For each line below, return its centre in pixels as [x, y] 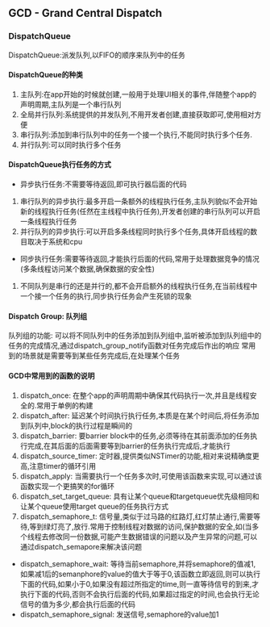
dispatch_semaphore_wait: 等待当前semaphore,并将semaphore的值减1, [138, 563]
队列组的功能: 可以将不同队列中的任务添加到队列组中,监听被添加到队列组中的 [135, 336]
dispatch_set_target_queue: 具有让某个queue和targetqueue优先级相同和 [139, 496]
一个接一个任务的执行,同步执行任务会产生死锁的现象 [106, 296]
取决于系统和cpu [55, 242]
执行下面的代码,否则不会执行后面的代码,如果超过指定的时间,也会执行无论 [139, 594]
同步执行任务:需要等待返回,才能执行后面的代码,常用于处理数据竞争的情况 [139, 259]
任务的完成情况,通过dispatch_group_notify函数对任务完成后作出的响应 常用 [132, 345]
